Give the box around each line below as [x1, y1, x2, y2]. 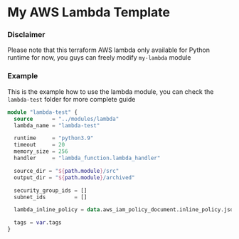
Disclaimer [7, 30, 46, 40]
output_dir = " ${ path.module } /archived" [14, 174, 135, 181]
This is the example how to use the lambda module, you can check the [7, 87, 214, 96]
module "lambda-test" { [7, 108, 78, 116]
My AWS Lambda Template [7, 4, 171, 21]
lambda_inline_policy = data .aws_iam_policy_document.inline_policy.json [14, 206, 237, 213]
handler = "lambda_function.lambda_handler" [14, 154, 161, 162]
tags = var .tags [14, 219, 62, 226]
